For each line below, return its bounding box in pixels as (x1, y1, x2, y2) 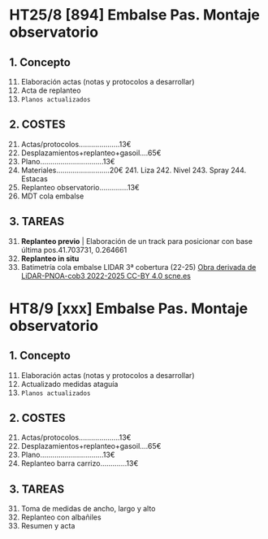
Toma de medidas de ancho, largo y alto (20, 504, 156, 514)
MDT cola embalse (20, 191, 84, 201)
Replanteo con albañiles (20, 512, 102, 522)
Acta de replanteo (20, 85, 81, 95)
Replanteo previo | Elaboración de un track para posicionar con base (20, 236, 253, 246)
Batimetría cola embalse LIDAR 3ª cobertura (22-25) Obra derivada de (20, 262, 257, 272)
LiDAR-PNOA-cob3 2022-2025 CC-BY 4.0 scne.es (20, 271, 192, 280)
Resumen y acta (20, 521, 76, 531)
